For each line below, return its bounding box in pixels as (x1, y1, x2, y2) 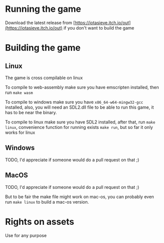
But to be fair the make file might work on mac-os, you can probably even (5, 193, 154, 200)
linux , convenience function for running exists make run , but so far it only (5, 124, 153, 130)
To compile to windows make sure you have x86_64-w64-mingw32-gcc (5, 99, 143, 105)
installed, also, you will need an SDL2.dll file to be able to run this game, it (5, 104, 154, 110)
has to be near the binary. (5, 109, 57, 115)
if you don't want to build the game (63, 25, 135, 30)
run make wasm (5, 90, 33, 95)
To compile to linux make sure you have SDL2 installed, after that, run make (5, 119, 156, 125)
